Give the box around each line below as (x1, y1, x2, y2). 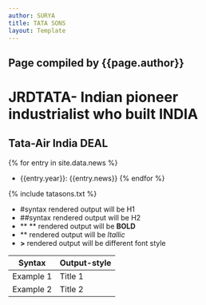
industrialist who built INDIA (8, 105, 198, 123)
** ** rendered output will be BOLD (19, 221, 136, 231)
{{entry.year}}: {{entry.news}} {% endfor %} (19, 173, 165, 183)
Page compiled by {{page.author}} (8, 56, 185, 69)
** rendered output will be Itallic (19, 229, 125, 240)
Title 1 (59, 271, 84, 282)
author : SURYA (8, 11, 56, 20)
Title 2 (59, 283, 84, 295)
